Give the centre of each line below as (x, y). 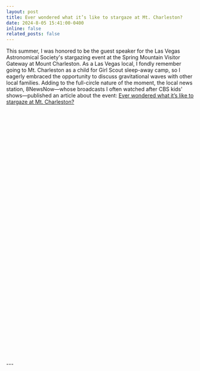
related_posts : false (33, 34)
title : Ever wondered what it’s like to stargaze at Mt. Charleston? (95, 17)
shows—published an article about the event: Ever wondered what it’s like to (100, 96)
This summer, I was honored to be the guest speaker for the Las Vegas (93, 51)
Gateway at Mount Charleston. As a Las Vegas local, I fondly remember (94, 64)
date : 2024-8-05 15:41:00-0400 (45, 23)
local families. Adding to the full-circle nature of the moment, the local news (99, 83)
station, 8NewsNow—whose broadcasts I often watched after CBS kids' (95, 89)
